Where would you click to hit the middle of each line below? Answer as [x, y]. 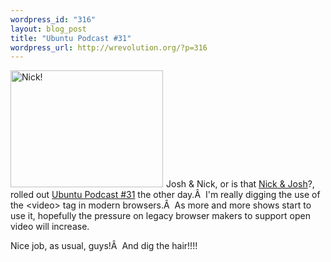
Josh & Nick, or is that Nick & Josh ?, [240, 184]
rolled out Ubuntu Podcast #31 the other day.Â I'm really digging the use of [165, 195]
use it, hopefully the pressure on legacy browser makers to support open [160, 216]
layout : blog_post [48, 29]
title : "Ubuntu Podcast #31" [71, 38]
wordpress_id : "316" [53, 19]
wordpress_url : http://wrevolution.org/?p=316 [109, 47]
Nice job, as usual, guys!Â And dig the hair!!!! [104, 246]
